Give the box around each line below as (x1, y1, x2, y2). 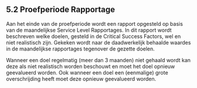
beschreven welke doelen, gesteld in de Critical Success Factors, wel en (6, 32, 181, 40)
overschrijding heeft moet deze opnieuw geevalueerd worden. (6, 75, 157, 82)
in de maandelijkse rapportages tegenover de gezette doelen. (6, 45, 155, 52)
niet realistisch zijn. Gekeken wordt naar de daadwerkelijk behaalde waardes (6, 39, 191, 46)
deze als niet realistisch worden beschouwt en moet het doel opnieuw (6, 63, 175, 70)
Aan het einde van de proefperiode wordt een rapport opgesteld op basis (6, 20, 184, 27)
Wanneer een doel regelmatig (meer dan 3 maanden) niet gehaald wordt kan (6, 56, 191, 63)
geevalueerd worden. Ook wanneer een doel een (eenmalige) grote (6, 69, 168, 76)
